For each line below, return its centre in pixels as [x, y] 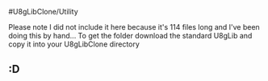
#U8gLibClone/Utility [43, 12]
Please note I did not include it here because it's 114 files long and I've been [134, 27]
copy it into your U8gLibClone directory [74, 44]
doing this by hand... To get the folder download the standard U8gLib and [130, 36]
